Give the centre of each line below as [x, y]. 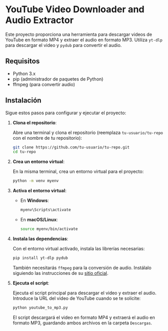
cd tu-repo [24, 152]
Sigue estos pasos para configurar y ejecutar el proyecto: [66, 113]
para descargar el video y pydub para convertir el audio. [64, 45]
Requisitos [22, 61]
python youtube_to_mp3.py [40, 308]
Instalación [23, 100]
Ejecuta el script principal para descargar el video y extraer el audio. [85, 293]
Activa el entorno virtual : [40, 191]
